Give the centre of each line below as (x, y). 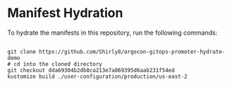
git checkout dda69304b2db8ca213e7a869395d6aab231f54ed (91, 70)
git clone (22, 52)
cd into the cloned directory (58, 64)
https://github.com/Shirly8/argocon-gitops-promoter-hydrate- (132, 52)
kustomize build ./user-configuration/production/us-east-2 (98, 76)
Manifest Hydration (65, 13)
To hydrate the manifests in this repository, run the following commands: (112, 33)
